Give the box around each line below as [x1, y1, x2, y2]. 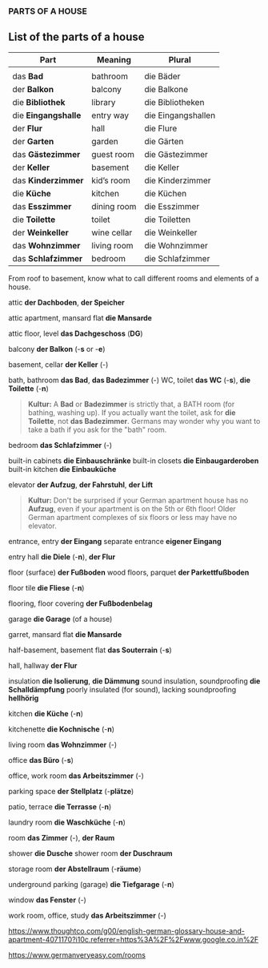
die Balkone [143, 83, 189, 95]
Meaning [96, 54, 132, 65]
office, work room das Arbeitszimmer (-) [8, 771, 144, 780]
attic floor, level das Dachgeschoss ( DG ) [8, 329, 143, 338]
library [91, 96, 116, 107]
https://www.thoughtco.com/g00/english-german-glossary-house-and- [8, 926, 246, 935]
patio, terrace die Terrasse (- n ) [8, 801, 112, 811]
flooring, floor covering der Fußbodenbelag [8, 599, 154, 608]
